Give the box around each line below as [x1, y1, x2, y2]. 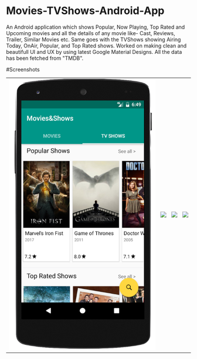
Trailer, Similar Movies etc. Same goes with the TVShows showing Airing [6, 36, 181, 43]
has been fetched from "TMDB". [6, 54, 84, 61]
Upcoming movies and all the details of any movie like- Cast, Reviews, [6, 29, 175, 36]
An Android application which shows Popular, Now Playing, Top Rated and [6, 23, 185, 30]
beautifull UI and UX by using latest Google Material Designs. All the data [6, 48, 182, 55]
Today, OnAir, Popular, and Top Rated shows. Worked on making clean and [6, 42, 187, 49]
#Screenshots [6, 66, 40, 73]
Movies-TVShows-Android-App [6, 4, 165, 18]
